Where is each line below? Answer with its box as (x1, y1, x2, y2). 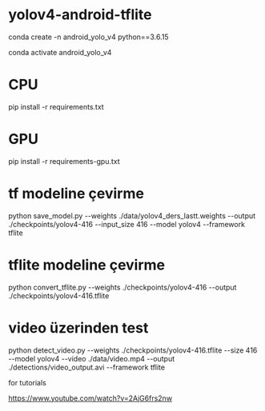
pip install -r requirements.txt (8, 102, 104, 111)
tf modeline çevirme (8, 185, 144, 202)
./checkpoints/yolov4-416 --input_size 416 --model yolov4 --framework (8, 219, 246, 229)
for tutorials (8, 377, 46, 387)
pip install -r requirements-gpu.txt (8, 156, 120, 166)
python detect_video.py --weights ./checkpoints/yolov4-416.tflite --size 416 (8, 345, 258, 355)
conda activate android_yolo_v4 (8, 47, 112, 57)
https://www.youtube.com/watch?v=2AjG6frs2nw (8, 393, 173, 403)
